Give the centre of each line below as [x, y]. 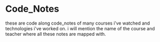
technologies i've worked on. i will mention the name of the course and [80, 28]
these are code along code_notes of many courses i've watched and [78, 23]
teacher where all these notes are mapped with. [56, 34]
